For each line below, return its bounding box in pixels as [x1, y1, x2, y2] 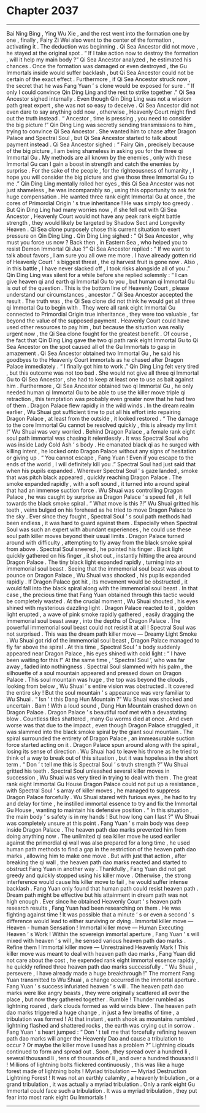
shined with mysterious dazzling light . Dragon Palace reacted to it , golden [6, 604, 196, 611]
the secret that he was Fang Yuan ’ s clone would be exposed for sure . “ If [6, 82, 195, 89]
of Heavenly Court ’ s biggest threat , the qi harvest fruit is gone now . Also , [6, 258, 199, 265]
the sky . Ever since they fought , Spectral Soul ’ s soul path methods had [6, 512, 191, 520]
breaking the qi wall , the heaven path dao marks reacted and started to [6, 858, 187, 866]
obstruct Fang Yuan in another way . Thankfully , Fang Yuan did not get [6, 865, 186, 872]
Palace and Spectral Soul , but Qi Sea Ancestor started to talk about [6, 134, 177, 141]
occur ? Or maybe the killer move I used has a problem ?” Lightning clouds [6, 1041, 194, 1049]
